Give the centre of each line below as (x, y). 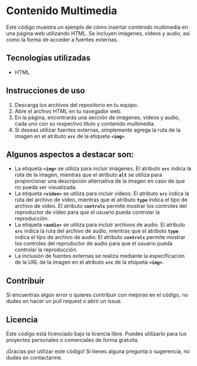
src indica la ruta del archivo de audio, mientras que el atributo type (96, 231)
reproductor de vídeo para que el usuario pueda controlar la (87, 212)
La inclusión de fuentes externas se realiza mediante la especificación (100, 256)
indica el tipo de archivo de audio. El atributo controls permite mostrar (100, 237)
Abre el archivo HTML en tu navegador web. (68, 111)
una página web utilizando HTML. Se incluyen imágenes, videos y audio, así (98, 33)
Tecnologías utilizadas (48, 58)
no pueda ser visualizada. (46, 187)
